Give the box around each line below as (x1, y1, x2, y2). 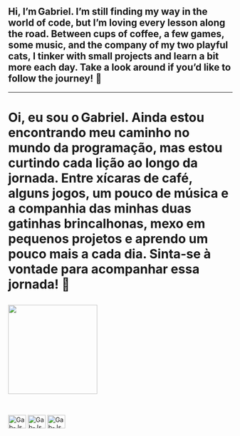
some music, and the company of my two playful (8, 39, 229, 51)
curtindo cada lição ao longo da (8, 155, 198, 171)
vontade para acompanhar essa (8, 261, 200, 277)
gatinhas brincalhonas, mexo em (8, 216, 206, 231)
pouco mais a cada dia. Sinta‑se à (8, 246, 212, 262)
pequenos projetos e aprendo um (8, 231, 209, 247)
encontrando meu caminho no (8, 125, 190, 141)
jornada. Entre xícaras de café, (8, 171, 193, 186)
